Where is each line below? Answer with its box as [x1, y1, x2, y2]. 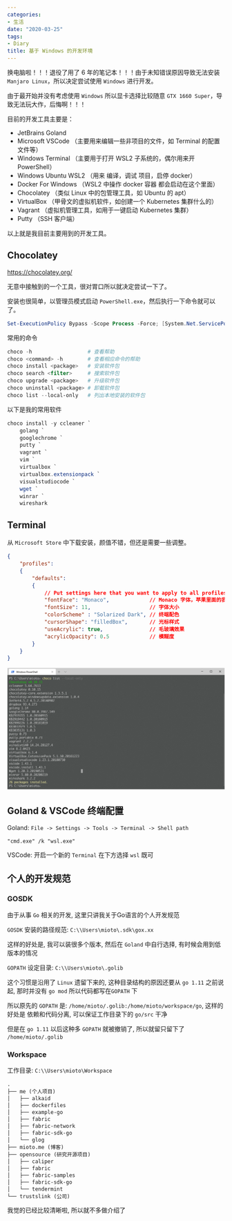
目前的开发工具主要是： [7, 115, 74, 123]
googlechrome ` [19, 434, 64, 441]
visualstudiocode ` [19, 478, 76, 485]
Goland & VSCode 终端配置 [7, 805, 124, 816]
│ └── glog [7, 1137, 45, 1144]
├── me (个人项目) [7, 1088, 56, 1095]
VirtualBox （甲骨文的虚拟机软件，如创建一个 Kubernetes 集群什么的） [17, 198, 218, 205]
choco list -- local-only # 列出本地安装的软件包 [7, 392, 146, 398]
